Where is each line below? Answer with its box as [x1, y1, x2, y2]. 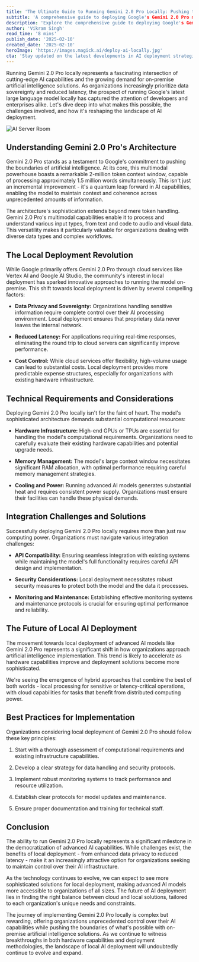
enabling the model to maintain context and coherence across [6, 190, 158, 197]
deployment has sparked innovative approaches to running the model [6, 278, 176, 286]
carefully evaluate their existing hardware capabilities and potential [14, 440, 179, 447]
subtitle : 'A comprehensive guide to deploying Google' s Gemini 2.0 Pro [6, 14, 190, 20]
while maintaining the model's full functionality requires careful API [14, 557, 178, 565]
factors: [6, 291, 25, 298]
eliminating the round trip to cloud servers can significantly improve [14, 340, 180, 347]
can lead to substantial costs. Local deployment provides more [14, 364, 168, 371]
